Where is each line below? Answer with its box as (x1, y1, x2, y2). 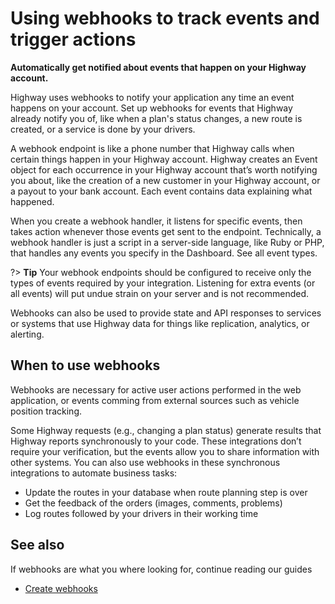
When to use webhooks (10, 357, 161, 374)
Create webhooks (24, 582, 98, 594)
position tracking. (10, 405, 82, 417)
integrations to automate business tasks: (10, 467, 178, 479)
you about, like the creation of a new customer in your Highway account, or (10, 174, 321, 186)
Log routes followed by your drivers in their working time (24, 507, 259, 519)
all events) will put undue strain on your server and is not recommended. (10, 287, 310, 299)
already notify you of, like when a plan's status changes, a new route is (10, 112, 303, 124)
